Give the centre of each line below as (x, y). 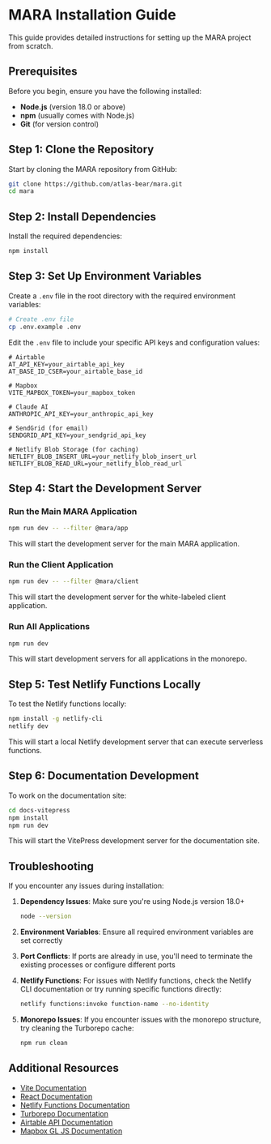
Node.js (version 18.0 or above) (73, 106)
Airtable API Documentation (66, 1122)
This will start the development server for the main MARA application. (124, 544)
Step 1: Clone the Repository (81, 150)
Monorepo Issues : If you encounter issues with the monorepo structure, (140, 1020)
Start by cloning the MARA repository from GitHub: (93, 169)
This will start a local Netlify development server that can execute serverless (136, 742)
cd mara (21, 191)
